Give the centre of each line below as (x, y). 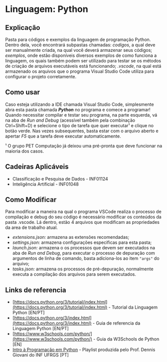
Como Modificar (31, 200)
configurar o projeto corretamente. (41, 77)
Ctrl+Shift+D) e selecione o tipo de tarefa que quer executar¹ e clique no (79, 125)
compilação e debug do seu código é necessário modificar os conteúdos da (83, 217)
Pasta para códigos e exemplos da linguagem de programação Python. (78, 39)
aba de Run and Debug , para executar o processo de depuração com (84, 253)
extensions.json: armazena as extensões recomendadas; (71, 237)
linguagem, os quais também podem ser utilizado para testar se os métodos (83, 61)
